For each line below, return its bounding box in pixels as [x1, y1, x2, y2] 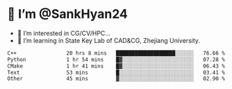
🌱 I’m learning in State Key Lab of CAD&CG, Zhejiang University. [17, 36, 200, 44]
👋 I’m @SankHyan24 [7, 6, 129, 22]
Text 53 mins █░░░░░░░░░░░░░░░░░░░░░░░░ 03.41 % [7, 69, 226, 76]
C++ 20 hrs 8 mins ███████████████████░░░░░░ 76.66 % [7, 50, 226, 57]
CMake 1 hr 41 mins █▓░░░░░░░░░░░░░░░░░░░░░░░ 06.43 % [7, 62, 226, 70]
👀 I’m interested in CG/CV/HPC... [17, 29, 111, 37]
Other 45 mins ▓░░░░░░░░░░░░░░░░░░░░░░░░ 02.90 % [7, 75, 226, 82]
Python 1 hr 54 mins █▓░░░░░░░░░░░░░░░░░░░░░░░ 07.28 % [7, 56, 226, 63]
